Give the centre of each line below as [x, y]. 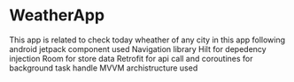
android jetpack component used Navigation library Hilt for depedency [138, 48]
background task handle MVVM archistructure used [104, 68]
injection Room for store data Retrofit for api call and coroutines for [132, 58]
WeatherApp [57, 15]
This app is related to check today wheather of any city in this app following [147, 40]
